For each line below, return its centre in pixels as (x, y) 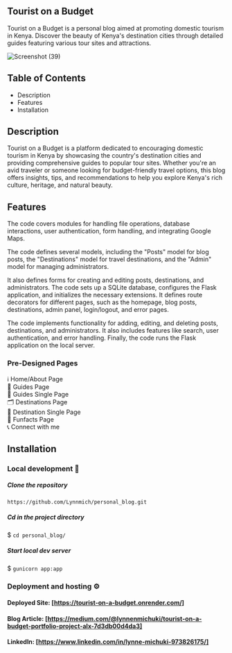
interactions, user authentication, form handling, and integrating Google (109, 231)
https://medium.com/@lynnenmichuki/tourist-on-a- (125, 618)
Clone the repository (37, 485)
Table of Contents (47, 78)
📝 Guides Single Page (38, 394)
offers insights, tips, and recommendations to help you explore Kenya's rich (115, 178)
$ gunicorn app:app (35, 568)
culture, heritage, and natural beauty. (60, 185)
